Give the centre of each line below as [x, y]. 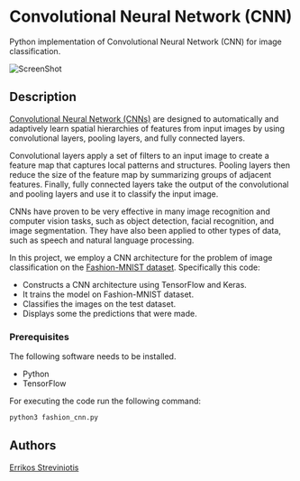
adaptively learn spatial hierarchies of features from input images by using [147, 128]
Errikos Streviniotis [44, 467]
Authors [33, 445]
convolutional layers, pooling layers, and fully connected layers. [127, 138]
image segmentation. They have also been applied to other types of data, [145, 230]
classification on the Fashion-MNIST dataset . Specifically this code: [135, 267]
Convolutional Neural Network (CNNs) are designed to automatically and [144, 118]
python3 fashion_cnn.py [54, 418]
